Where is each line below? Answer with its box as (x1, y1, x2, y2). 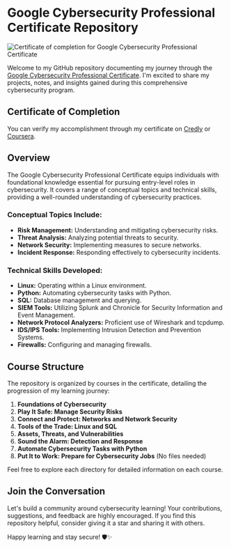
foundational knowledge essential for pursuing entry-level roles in (7, 178, 196, 186)
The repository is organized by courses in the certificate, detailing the (7, 379, 207, 387)
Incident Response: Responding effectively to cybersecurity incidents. (17, 248, 221, 256)
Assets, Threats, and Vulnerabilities (17, 430, 124, 438)
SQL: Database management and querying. (17, 296, 142, 304)
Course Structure (7, 361, 85, 373)
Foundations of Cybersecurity (17, 400, 106, 408)
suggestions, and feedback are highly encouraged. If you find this (7, 511, 196, 519)
